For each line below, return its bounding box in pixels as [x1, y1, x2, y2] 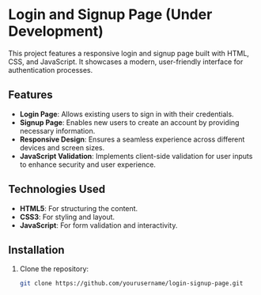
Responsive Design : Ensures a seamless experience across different [19, 134, 245, 144]
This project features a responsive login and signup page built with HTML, [8, 48, 249, 58]
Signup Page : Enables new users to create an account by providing [19, 117, 240, 127]
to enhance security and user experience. [19, 160, 157, 169]
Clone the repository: [19, 264, 89, 274]
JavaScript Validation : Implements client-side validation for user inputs [19, 151, 253, 161]
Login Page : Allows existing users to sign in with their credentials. [19, 109, 235, 119]
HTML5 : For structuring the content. [19, 203, 138, 213]
